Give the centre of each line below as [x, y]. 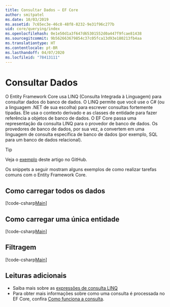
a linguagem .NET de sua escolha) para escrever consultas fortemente [79, 107]
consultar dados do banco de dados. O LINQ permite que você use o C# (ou [85, 102]
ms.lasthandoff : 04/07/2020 [35, 52]
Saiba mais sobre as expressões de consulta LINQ [65, 288]
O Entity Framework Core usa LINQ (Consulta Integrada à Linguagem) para [83, 97]
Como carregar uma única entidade [62, 219]
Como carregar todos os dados [55, 191]
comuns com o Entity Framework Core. [46, 175]
